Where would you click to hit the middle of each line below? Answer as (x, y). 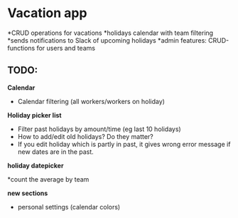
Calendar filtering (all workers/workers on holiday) (91, 101)
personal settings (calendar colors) (69, 207)
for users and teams (66, 48)
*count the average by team (48, 179)
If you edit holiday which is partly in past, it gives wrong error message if (124, 144)
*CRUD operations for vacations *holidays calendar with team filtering (110, 33)
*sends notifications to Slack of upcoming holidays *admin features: (107, 40)
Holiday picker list (34, 115)
